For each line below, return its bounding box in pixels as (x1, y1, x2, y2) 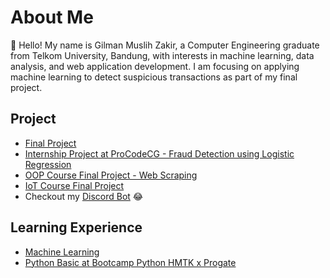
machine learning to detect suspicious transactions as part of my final (10, 71, 298, 83)
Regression (24, 158, 72, 170)
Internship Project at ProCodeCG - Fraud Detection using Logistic (24, 147, 295, 160)
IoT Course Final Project (24, 179, 125, 191)
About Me (10, 6, 94, 29)
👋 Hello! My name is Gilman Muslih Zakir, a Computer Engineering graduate (10, 39, 320, 51)
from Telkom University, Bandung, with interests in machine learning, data (10, 49, 315, 61)
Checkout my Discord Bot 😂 (24, 190, 144, 202)
